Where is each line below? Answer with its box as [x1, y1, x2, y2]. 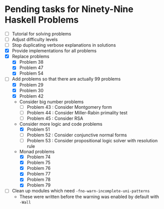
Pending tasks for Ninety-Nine [4, 4, 133, 15]
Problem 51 [26, 126, 50, 132]
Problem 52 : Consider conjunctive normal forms [26, 132, 127, 138]
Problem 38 [19, 59, 43, 65]
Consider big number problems [19, 99, 84, 105]
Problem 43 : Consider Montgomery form [26, 104, 112, 110]
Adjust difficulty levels [11, 37, 58, 42]
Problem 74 [26, 154, 51, 160]
